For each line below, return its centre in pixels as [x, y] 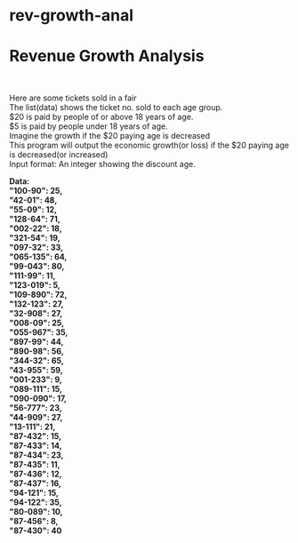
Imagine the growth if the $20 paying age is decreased [110, 136]
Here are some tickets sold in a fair [73, 98]
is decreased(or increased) [59, 155]
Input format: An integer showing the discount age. [102, 164]
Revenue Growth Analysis [107, 56]
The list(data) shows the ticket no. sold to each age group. [116, 108]
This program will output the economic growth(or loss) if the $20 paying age [149, 145]
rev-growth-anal [72, 16]
